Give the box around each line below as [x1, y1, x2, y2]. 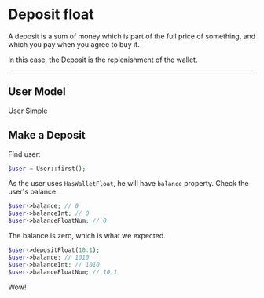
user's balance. [8, 187, 58, 197]
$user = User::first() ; [8, 165, 86, 173]
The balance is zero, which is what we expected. [8, 231, 167, 241]
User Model [8, 85, 67, 99]
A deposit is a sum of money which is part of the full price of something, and [8, 31, 256, 41]
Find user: [8, 149, 41, 158]
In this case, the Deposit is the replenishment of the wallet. [8, 55, 198, 64]
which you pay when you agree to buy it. [8, 39, 140, 49]
